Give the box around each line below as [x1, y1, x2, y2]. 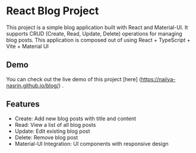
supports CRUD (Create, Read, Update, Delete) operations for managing [6, 30, 182, 37]
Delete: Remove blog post [14, 133, 78, 141]
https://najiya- [141, 75, 176, 82]
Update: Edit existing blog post [14, 128, 90, 135]
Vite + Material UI [6, 43, 49, 50]
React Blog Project [6, 4, 99, 18]
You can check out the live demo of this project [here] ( [6, 75, 141, 82]
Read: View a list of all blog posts [14, 121, 96, 128]
